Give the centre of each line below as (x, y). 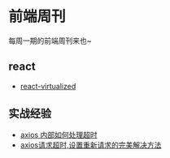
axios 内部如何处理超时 (59, 135)
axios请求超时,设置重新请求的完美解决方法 (91, 145)
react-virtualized (48, 86)
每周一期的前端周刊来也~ (50, 41)
